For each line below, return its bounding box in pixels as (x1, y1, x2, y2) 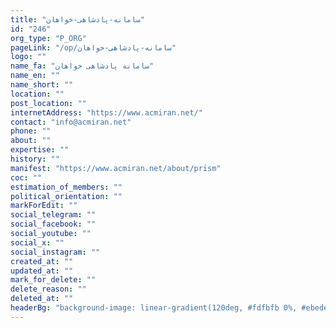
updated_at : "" (10, 266, 74, 276)
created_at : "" (10, 256, 74, 266)
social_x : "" (10, 237, 65, 248)
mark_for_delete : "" (10, 275, 97, 285)
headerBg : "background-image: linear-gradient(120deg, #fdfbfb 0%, (10, 303, 298, 313)
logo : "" (10, 52, 47, 62)
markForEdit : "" (10, 201, 78, 211)
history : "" (10, 154, 60, 164)
